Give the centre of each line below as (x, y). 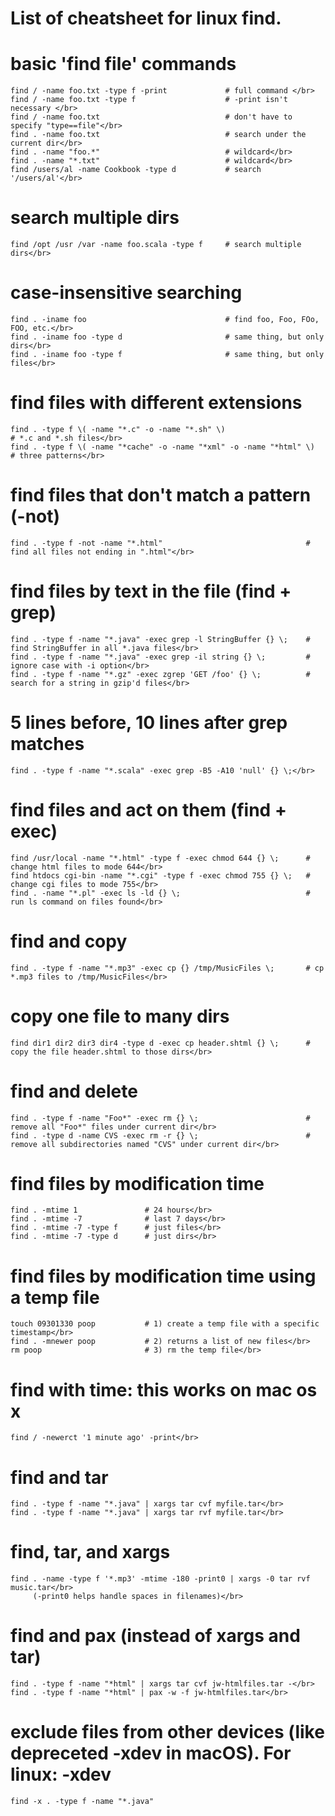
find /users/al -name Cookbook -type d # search (136, 170)
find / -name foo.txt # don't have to (151, 117)
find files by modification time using (163, 1276)
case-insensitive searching (126, 293)
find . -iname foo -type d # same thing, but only (167, 337)
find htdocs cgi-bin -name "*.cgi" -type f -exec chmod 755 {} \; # (160, 875)
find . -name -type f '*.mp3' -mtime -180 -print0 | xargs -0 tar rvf (160, 1579)
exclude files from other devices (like (167, 1732)
